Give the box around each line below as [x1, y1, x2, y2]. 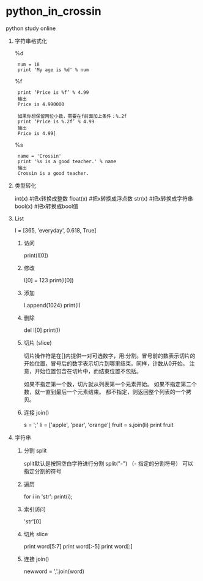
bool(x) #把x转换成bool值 [14, 202, 79, 210]
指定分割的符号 [23, 467, 62, 475]
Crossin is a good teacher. [17, 170, 89, 176]
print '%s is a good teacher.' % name [17, 158, 117, 164]
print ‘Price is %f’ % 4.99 [17, 89, 89, 96]
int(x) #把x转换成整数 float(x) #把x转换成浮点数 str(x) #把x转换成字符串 [14, 194, 193, 202]
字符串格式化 [14, 37, 47, 44]
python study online [6, 25, 56, 32]
